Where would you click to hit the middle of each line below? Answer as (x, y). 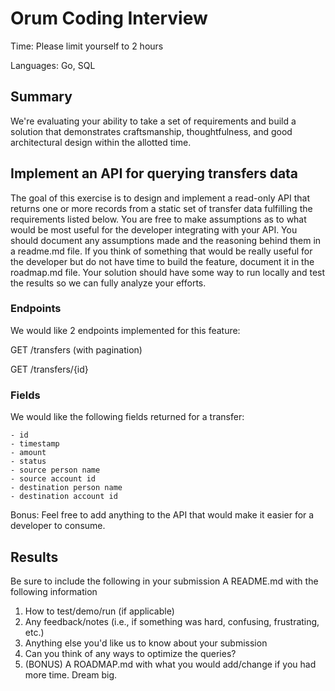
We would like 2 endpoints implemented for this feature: (125, 330)
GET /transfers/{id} (49, 369)
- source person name (55, 470)
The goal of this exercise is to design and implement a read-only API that (160, 198)
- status (28, 462)
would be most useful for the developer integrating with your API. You (154, 229)
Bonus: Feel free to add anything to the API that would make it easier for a (162, 515)
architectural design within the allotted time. (101, 142)
